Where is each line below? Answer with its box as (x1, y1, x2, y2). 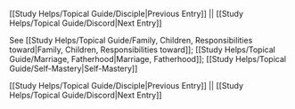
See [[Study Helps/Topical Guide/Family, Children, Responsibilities (9, 35, 253, 45)
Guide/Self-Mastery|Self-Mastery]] (9, 63, 138, 74)
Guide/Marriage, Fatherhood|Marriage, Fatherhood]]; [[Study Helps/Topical (9, 54, 287, 64)
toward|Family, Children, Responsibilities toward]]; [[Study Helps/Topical (9, 44, 276, 55)
